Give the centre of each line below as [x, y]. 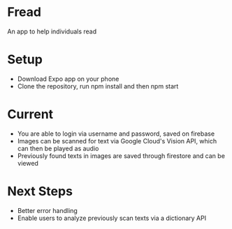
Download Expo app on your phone [68, 79]
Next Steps [40, 191]
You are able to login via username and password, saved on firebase [116, 134]
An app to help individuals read [52, 31]
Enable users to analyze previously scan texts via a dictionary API [112, 218]
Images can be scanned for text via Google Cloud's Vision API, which [117, 141]
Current [30, 114]
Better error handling [48, 210]
